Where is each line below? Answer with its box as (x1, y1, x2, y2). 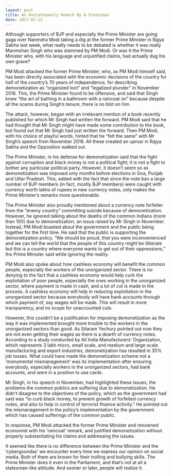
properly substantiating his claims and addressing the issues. (5, 433, 135, 440)
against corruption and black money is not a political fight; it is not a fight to (5, 159, 166, 166)
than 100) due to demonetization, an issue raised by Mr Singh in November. (5, 218, 165, 225)
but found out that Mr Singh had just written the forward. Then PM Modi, (5, 127, 159, 134)
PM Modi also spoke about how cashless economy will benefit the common (5, 261, 166, 267)
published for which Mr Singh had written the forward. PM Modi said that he (5, 117, 166, 123)
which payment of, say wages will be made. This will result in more (5, 299, 147, 306)
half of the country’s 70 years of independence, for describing (5, 79, 137, 85)
